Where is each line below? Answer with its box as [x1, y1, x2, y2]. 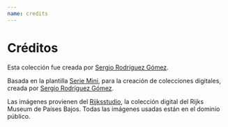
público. [7, 112, 31, 120]
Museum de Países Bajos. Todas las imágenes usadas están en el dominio [7, 105, 220, 113]
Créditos [7, 40, 59, 56]
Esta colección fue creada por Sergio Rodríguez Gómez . [7, 63, 169, 71]
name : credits [7, 10, 49, 17]
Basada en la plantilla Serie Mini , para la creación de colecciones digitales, [7, 76, 222, 85]
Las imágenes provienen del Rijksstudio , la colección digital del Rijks [7, 97, 204, 105]
